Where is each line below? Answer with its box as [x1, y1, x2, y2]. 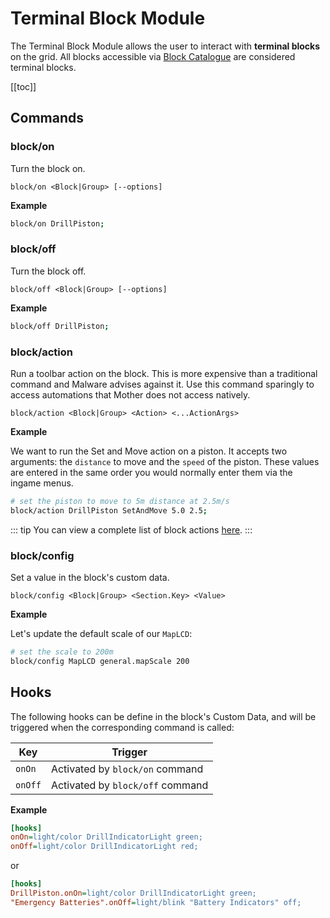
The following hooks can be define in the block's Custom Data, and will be [10, 710, 317, 722]
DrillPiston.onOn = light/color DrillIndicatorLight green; [10, 888, 257, 899]
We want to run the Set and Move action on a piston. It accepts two [10, 445, 288, 457]
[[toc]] [10, 80, 37, 92]
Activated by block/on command [50, 762, 204, 776]
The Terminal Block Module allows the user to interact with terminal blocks [10, 40, 321, 52]
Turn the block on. [10, 162, 86, 174]
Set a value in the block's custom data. [10, 572, 170, 584]
